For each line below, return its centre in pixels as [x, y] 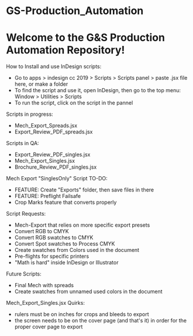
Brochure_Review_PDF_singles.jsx [56, 167]
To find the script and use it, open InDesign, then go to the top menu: [98, 90]
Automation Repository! [66, 50]
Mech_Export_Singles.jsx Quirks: [45, 303]
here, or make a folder [41, 84]
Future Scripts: [24, 274]
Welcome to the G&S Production [86, 38]
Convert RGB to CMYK [42, 231]
